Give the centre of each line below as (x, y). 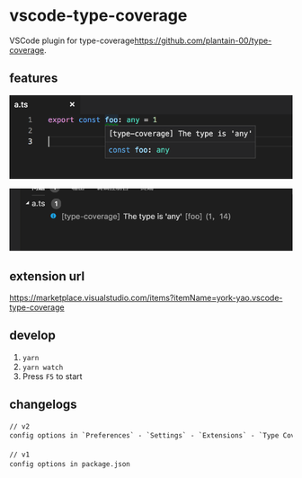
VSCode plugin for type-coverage (72, 40)
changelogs (44, 405)
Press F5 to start (52, 376)
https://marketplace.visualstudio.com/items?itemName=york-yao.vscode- (146, 297)
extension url (47, 276)
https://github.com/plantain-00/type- (203, 40)
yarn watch (43, 367)
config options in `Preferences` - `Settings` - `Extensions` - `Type (144, 436)
